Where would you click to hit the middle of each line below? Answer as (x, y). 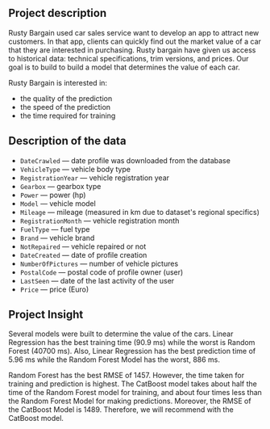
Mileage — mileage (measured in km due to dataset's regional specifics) (140, 212)
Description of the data (67, 141)
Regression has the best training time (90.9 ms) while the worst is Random (132, 343)
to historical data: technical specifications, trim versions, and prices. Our (129, 58)
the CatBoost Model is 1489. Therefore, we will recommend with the (121, 410)
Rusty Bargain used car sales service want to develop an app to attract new (134, 32)
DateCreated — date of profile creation (83, 254)
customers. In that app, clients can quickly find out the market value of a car (135, 41)
